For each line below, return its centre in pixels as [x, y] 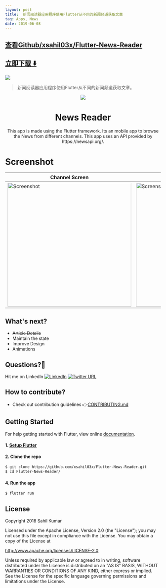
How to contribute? [35, 392]
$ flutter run [20, 493]
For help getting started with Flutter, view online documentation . [70, 434]
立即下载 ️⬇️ [21, 63]
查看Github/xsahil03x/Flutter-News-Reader [74, 45]
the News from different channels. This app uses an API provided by [83, 136]
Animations [24, 349]
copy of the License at [28, 541]
